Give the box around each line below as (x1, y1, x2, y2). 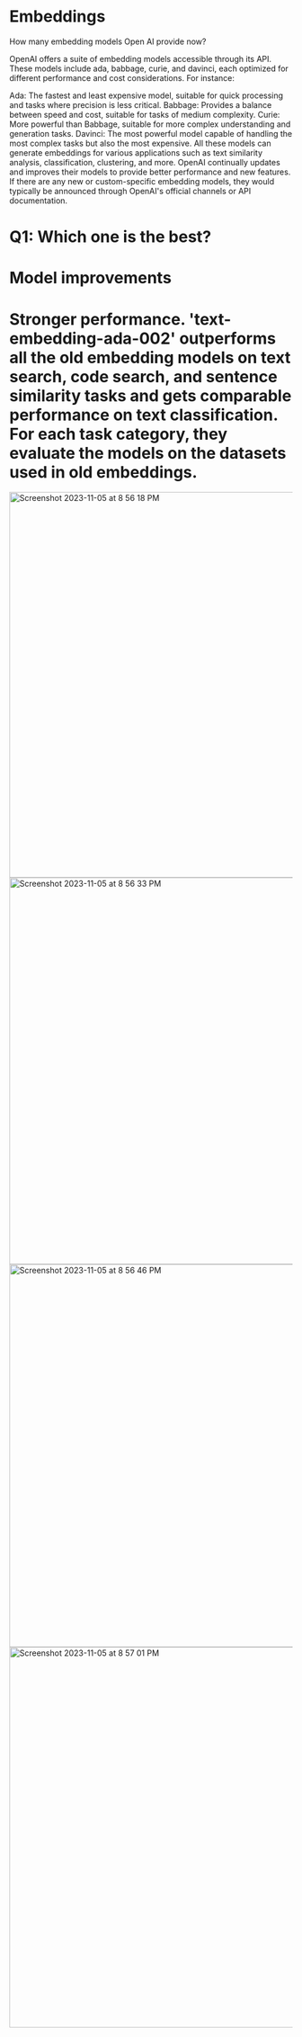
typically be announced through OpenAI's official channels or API (9, 185, 252, 196)
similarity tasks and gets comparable (9, 385, 292, 406)
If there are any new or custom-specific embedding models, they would (9, 175, 275, 186)
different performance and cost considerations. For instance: (9, 72, 235, 83)
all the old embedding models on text (9, 347, 291, 368)
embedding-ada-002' (9, 328, 176, 348)
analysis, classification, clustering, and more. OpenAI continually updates (9, 156, 280, 167)
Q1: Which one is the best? (9, 227, 212, 247)
